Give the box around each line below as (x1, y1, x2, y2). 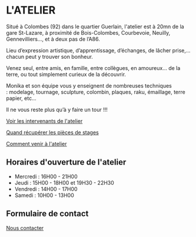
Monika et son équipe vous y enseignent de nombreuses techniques (6, 82, 172, 89)
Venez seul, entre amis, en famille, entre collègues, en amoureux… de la (6, 64, 181, 71)
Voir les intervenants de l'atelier (6, 117, 83, 124)
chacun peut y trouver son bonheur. (6, 53, 93, 60)
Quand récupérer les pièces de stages (6, 129, 99, 136)
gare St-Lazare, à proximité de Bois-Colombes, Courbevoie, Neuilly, (6, 29, 171, 36)
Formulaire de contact (6, 209, 89, 219)
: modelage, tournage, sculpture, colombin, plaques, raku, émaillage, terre (6, 88, 185, 95)
